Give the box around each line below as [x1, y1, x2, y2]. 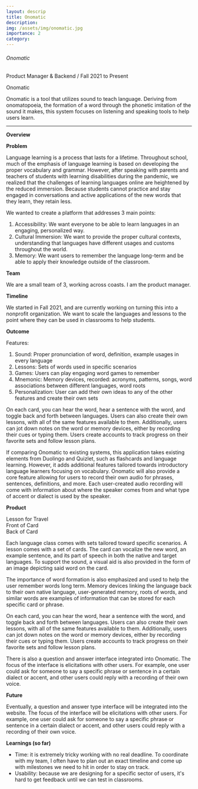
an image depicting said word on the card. [6, 564, 109, 572]
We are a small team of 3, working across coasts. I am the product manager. [6, 281, 191, 288]
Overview [6, 131, 31, 139]
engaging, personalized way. [14, 227, 85, 234]
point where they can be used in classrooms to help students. [6, 317, 156, 324]
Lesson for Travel [6, 515, 49, 522]
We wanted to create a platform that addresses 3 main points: [6, 209, 156, 216]
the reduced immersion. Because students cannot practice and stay [6, 185, 171, 192]
